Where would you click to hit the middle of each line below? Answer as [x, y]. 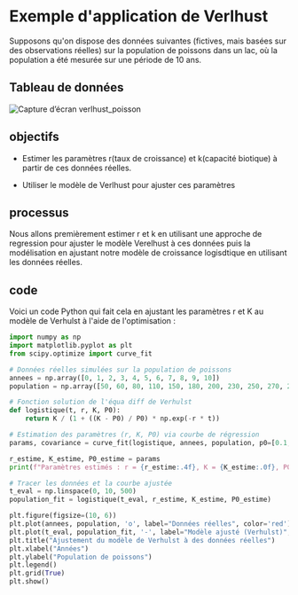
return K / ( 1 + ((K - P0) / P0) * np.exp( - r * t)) [122, 419]
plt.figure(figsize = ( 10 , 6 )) [63, 516]
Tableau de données [67, 87]
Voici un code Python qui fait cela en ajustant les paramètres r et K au [137, 311]
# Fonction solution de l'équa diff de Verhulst [101, 402]
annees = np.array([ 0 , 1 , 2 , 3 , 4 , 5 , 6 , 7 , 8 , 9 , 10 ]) [114, 378]
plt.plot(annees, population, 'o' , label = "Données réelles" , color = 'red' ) [150, 524]
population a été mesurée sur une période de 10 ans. [106, 59]
